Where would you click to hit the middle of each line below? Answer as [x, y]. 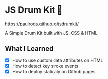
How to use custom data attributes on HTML [57, 60]
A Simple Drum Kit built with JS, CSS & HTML [51, 33]
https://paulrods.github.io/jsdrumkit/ [42, 24]
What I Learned [29, 49]
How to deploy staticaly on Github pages [54, 71]
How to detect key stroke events [45, 66]
